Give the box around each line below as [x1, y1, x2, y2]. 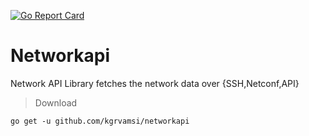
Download [34, 96, 78, 109]
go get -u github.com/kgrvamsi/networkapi [10, 116, 190, 126]
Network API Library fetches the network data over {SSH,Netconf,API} [10, 77, 300, 89]
